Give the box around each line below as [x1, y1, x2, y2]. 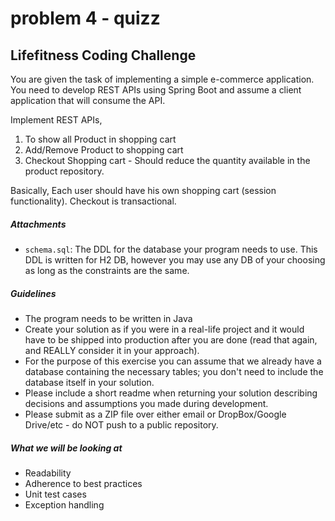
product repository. [24, 165, 105, 177]
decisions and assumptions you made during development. [24, 397, 269, 409]
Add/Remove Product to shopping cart [24, 144, 184, 156]
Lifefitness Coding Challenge [10, 47, 197, 64]
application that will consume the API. [10, 95, 166, 106]
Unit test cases [24, 488, 87, 500]
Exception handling [24, 498, 105, 511]
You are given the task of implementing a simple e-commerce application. [10, 73, 315, 85]
